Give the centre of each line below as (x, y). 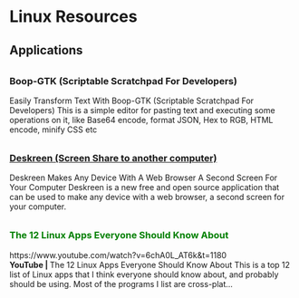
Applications (46, 50)
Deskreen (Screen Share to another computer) (113, 158)
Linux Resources (73, 17)
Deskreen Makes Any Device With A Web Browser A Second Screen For (144, 178)
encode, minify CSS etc (53, 130)
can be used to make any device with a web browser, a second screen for (147, 197)
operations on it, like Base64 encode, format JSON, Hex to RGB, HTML (141, 120)
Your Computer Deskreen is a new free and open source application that (145, 187)
